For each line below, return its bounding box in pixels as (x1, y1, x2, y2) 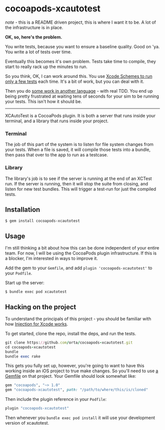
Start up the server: (5, 280, 45, 286)
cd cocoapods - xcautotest (5, 345, 56, 350)
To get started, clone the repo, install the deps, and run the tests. (5, 330, 137, 336)
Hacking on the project (5, 303, 77, 311)
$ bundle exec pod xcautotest (5, 289, 67, 294)
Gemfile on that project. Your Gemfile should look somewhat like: (5, 373, 137, 379)
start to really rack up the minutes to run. (5, 64, 87, 70)
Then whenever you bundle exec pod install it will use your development (5, 415, 156, 421)
